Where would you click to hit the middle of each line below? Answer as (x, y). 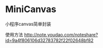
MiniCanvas (31, 9)
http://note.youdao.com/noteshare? (61, 34)
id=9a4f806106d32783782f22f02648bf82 (49, 40)
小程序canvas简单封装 (28, 24)
